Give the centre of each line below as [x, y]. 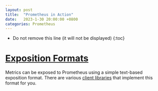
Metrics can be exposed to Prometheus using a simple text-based [74, 72]
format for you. [21, 83]
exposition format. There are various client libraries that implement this [79, 78]
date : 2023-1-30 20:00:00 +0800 [42, 19]
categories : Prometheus [30, 24]
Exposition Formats [47, 59]
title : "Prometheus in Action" [39, 15]
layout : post [19, 10]
